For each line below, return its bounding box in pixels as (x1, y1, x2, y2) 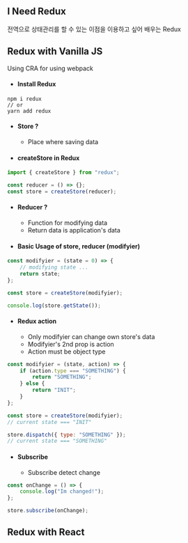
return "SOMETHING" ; (32, 374, 92, 381)
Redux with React (7, 526, 85, 538)
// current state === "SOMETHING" (7, 438, 108, 445)
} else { (19, 380, 45, 387)
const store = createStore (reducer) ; (7, 188, 117, 195)
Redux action (17, 317, 57, 326)
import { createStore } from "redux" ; (7, 169, 120, 176)
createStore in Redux (17, 153, 80, 162)
